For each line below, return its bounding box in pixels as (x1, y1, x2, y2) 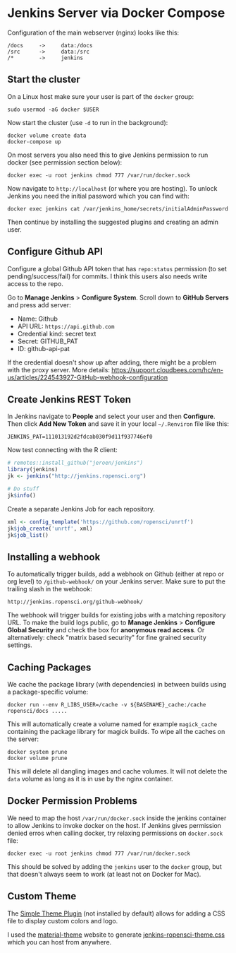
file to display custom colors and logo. (7, 916, 118, 925)
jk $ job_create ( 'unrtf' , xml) (7, 525, 93, 532)
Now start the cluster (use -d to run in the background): (7, 118, 168, 126)
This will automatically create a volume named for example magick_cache (7, 720, 217, 728)
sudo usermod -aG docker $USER (7, 106, 99, 113)
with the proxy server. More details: (7, 365, 111, 374)
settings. (7, 641, 33, 649)
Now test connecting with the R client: (7, 446, 118, 454)
